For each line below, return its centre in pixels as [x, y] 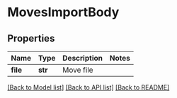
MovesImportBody [63, 12]
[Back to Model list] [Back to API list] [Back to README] [88, 87]
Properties [31, 38]
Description [82, 58]
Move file [78, 70]
